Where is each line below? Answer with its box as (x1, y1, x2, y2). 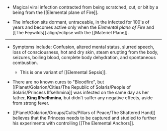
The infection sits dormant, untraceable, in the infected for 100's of (12, 19, 150, 25)
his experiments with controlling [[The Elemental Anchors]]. (12, 120, 135, 126)
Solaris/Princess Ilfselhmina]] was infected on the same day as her (12, 89, 149, 95)
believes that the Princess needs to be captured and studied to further (12, 115, 157, 121)
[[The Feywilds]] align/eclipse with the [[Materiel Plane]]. (12, 30, 129, 35)
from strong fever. (12, 100, 50, 106)
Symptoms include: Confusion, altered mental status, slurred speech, (12, 44, 154, 50)
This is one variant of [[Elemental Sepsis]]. (19, 69, 107, 75)
